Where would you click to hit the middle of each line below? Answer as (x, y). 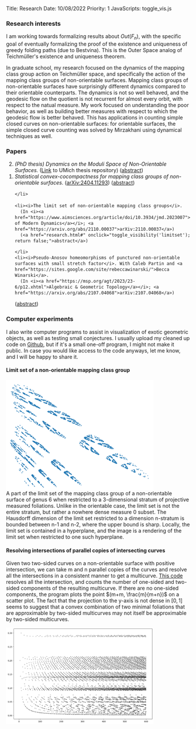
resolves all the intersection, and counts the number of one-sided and (90, 582)
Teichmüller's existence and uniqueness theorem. (66, 57)
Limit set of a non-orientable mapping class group (68, 370)
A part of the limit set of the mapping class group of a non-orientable (89, 494)
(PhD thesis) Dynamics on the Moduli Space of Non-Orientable (90, 164)
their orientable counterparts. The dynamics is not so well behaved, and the (97, 93)
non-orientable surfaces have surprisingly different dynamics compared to (96, 87)
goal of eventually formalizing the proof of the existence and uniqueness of (97, 44)
